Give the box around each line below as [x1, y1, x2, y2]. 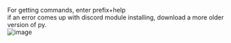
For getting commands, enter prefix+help [7, 6, 126, 14]
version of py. [7, 21, 47, 28]
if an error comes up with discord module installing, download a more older [7, 13, 224, 21]
